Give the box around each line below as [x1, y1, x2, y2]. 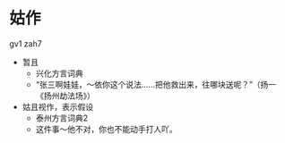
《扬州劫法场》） [35, 90, 96, 101]
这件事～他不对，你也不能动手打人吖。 [35, 123, 177, 134]
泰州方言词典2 [35, 113, 89, 123]
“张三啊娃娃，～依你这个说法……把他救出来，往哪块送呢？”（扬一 [35, 79, 277, 89]
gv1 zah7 [9, 38, 42, 49]
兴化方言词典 [35, 68, 83, 79]
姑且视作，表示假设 [22, 101, 94, 112]
